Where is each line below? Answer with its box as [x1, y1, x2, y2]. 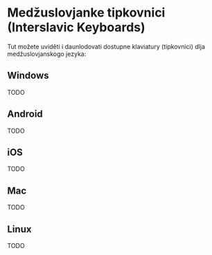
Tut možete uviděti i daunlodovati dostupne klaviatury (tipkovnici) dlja [7, 42, 206, 50]
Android [7, 108, 43, 120]
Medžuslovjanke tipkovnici [7, 5, 166, 21]
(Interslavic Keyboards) [7, 19, 145, 35]
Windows [7, 70, 49, 82]
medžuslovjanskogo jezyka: [7, 50, 87, 58]
